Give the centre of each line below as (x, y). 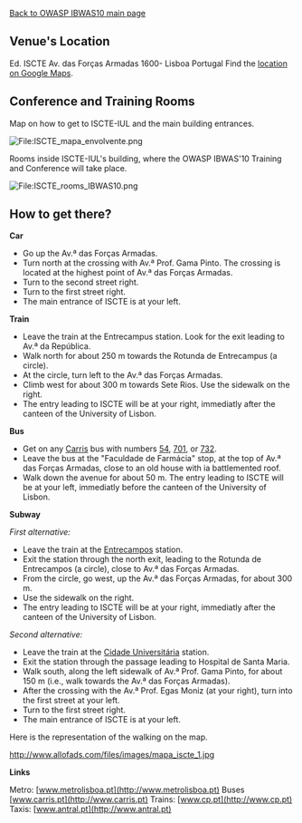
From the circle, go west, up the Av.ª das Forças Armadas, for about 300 (157, 578)
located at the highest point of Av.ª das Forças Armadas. (127, 273)
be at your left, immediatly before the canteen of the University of (144, 488)
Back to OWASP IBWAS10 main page (78, 13)
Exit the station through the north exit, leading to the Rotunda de (142, 559)
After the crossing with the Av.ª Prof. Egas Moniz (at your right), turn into (157, 691)
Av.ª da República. (57, 346)
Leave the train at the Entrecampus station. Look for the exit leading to (153, 337)
